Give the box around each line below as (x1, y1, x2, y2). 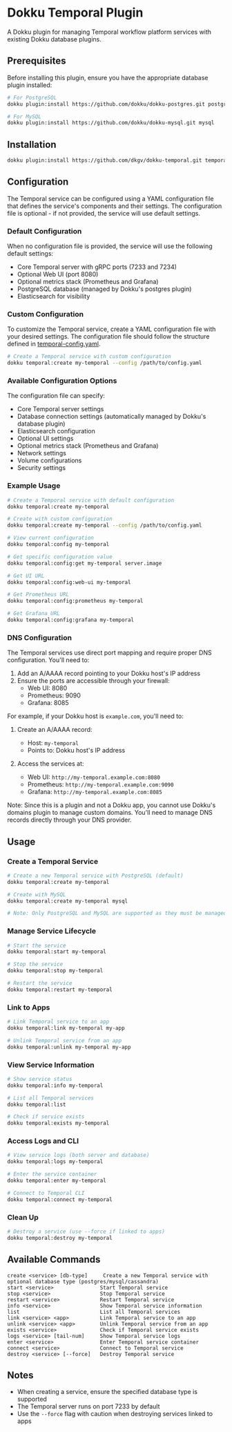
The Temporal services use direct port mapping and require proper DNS (7, 648, 212, 657)
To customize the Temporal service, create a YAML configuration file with (7, 325, 216, 333)
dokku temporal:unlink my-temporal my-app (7, 1044, 131, 1051)
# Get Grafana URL (7, 610, 60, 617)
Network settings (17, 449, 67, 458)
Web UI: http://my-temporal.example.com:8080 (27, 773, 161, 782)
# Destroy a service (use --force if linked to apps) (7, 1228, 166, 1235)
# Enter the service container (7, 1171, 97, 1178)
